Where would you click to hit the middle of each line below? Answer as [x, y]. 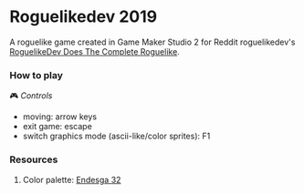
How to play [37, 75]
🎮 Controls [31, 96]
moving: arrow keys [60, 117]
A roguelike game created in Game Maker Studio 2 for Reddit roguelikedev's [152, 42]
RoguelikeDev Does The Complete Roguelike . [94, 51]
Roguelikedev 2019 [84, 17]
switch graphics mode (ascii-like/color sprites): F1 [116, 136]
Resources [34, 159]
